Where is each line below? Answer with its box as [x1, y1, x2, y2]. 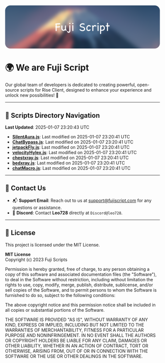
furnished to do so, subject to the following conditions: [5, 292, 115, 298]
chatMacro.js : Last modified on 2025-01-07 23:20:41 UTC [12, 165, 131, 171]
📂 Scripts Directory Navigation [5, 111, 100, 120]
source [5, 87, 20, 93]
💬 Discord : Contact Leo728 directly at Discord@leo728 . [12, 210, 123, 216]
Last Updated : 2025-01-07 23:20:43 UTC [5, 124, 90, 131]
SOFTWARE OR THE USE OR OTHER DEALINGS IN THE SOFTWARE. [5, 353, 143, 359]
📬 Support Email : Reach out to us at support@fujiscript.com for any [12, 198, 152, 203]
